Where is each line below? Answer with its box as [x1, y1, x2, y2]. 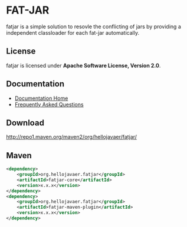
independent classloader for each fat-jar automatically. [6, 29, 140, 36]
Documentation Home [14, 95, 68, 102]
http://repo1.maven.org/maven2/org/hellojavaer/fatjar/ [6, 133, 137, 141]
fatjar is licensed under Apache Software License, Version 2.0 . [6, 62, 161, 69]
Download [6, 118, 44, 128]
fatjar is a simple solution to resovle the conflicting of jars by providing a [6, 23, 181, 30]
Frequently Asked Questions [14, 101, 84, 108]
